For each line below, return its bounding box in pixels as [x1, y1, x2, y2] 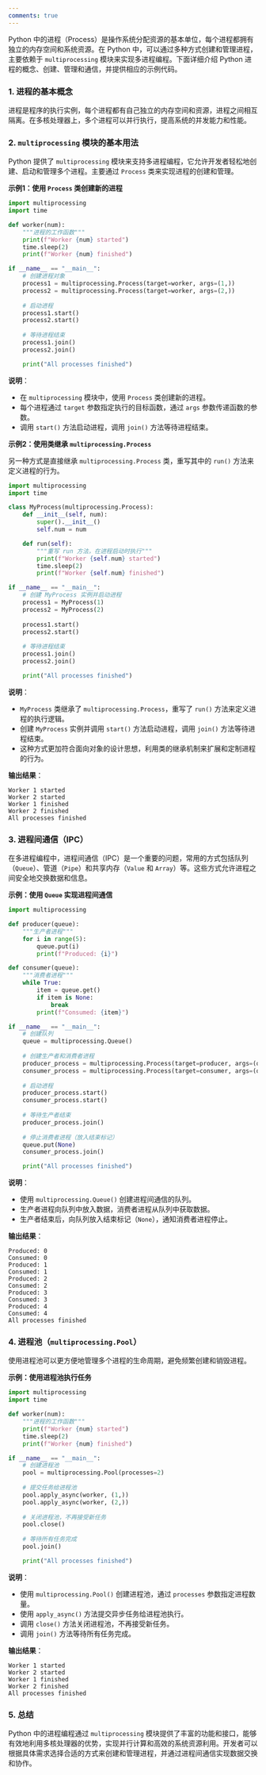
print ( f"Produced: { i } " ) [36, 950, 119, 958]
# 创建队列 [22, 1030, 54, 1038]
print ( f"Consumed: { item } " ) [36, 1009, 129, 1016]
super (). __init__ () [36, 518, 101, 526]
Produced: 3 [8, 1289, 47, 1297]
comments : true [8, 11, 59, 20]
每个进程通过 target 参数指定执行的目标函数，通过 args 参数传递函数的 [19, 402, 251, 412]
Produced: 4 [8, 1303, 47, 1311]
